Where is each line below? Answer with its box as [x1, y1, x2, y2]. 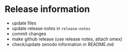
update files [11, 20, 37, 26]
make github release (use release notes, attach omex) [11, 36, 123, 42]
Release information [4, 3, 90, 15]
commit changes [11, 30, 47, 36]
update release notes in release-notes [11, 25, 91, 31]
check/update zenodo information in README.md [11, 41, 114, 47]
